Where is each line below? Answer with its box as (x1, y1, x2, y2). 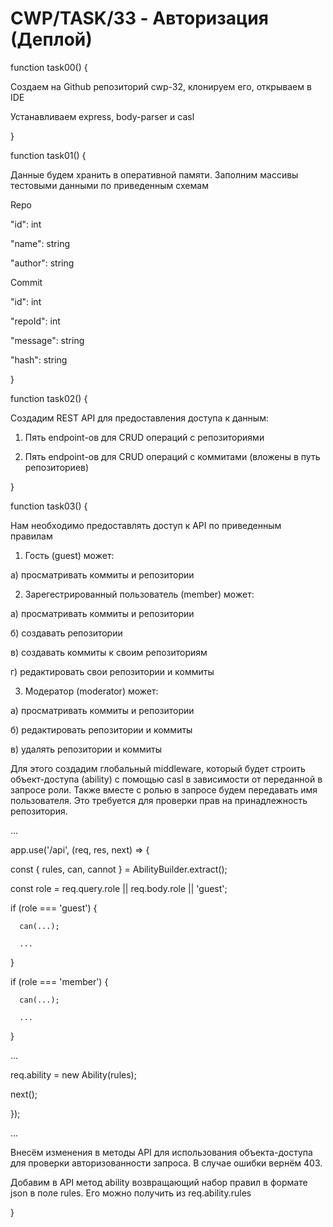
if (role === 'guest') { (10, 902, 98, 914)
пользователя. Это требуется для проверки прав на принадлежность (10, 794, 308, 806)
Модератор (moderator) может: (24, 685, 159, 697)
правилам (10, 530, 53, 542)
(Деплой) (10, 28, 93, 51)
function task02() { (10, 392, 88, 404)
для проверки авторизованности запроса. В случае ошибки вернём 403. (10, 1157, 323, 1169)
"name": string (10, 237, 70, 249)
